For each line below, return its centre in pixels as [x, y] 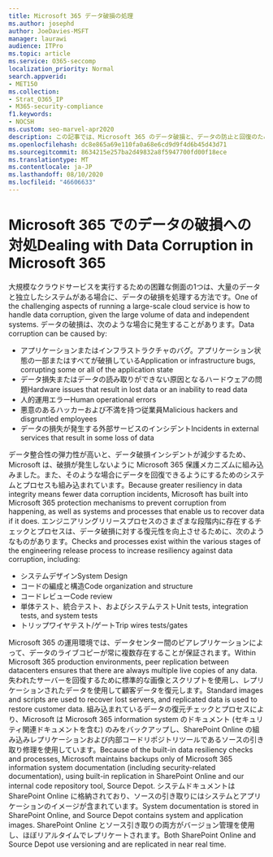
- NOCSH [22, 122]
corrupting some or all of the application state [97, 369]
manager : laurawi [38, 39]
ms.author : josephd [41, 24]
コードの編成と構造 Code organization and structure [106, 585]
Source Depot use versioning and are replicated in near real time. [117, 844]
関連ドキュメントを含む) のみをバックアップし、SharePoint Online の [138, 729]
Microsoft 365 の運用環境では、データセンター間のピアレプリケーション [129, 642]
